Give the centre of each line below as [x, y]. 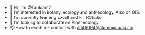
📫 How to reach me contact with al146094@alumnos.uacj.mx [71, 28]
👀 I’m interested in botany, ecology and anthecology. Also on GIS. [75, 12]
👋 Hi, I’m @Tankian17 [30, 7]
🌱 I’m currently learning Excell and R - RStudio [56, 17]
